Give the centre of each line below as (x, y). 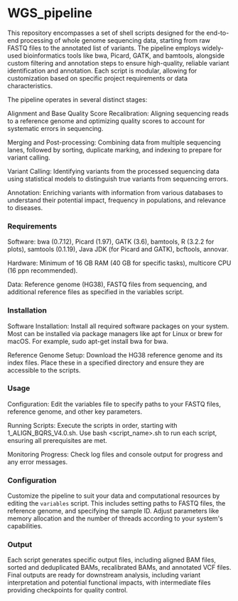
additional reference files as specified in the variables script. (96, 292)
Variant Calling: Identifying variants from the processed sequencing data (114, 171)
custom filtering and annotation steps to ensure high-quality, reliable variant (118, 63)
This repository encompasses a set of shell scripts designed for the (106, 33)
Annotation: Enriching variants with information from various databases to (115, 192)
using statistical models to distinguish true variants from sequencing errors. (118, 179)
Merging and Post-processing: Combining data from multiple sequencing (114, 142)
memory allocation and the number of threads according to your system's (115, 518)
